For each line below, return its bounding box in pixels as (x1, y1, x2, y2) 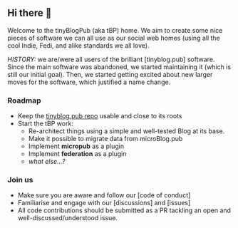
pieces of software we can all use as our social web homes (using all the (7, 33, 221, 42)
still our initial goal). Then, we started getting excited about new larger (7, 70, 213, 78)
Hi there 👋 (7, 7, 52, 19)
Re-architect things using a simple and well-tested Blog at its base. (28, 127, 225, 135)
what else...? (28, 157, 66, 166)
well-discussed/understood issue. (17, 214, 118, 222)
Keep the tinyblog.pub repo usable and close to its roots (17, 112, 182, 120)
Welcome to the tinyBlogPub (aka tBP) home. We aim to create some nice (7, 26, 223, 34)
